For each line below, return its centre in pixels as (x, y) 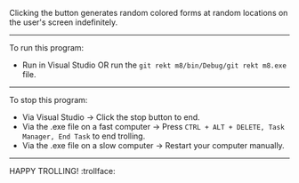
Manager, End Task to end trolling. (84, 136)
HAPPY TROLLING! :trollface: (62, 171)
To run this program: (47, 48)
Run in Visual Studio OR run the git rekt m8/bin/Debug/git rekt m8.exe (154, 65)
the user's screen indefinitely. (64, 22)
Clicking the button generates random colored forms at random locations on (149, 13)
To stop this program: (48, 100)
